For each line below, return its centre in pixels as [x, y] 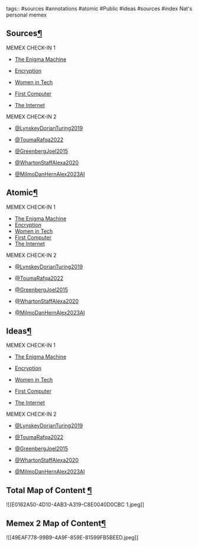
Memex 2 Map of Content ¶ [56, 523]
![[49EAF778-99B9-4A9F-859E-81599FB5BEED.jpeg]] [72, 538]
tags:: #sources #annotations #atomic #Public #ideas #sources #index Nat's [99, 9]
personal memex [27, 15]
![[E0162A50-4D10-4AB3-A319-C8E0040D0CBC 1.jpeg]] [75, 505]
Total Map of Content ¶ [49, 490]
